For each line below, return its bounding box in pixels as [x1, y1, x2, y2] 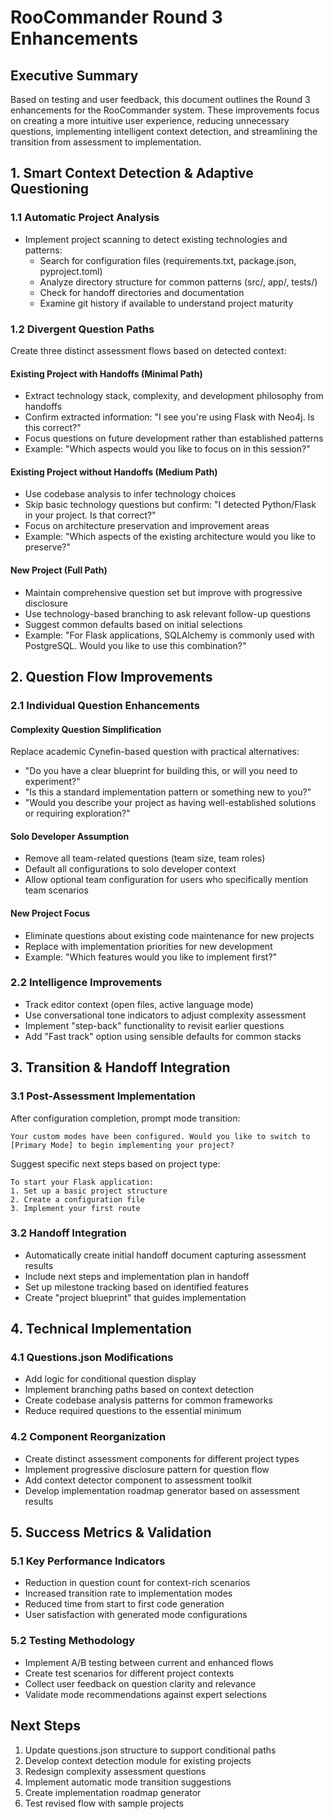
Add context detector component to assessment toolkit [24, 1474, 253, 1486]
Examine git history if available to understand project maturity [39, 297, 294, 309]
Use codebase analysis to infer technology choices [24, 488, 237, 500]
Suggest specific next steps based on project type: [10, 1157, 221, 1170]
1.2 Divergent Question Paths [10, 322, 155, 336]
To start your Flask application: [10, 1177, 155, 1187]
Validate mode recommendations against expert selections [24, 1688, 267, 1700]
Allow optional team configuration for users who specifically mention [24, 874, 309, 886]
